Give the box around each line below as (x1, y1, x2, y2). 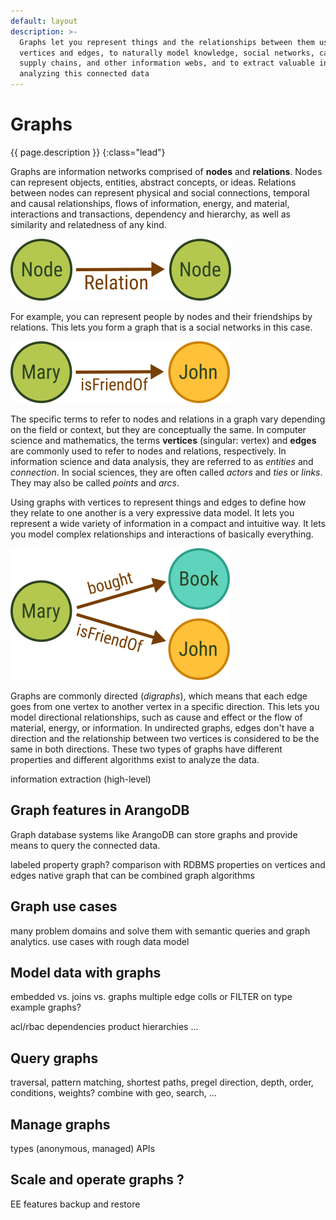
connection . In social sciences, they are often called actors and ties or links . (10, 466, 323, 478)
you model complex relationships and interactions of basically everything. (10, 528, 314, 540)
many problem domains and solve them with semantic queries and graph (10, 925, 311, 937)
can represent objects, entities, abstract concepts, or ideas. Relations (10, 176, 297, 188)
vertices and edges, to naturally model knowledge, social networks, (19, 48, 315, 58)
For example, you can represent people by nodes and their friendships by (10, 310, 313, 322)
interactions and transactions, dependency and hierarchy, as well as (10, 208, 291, 220)
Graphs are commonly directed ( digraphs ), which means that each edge (10, 690, 308, 702)
